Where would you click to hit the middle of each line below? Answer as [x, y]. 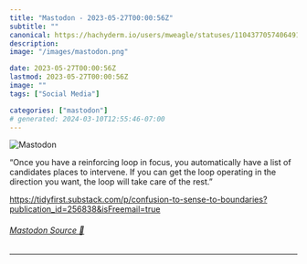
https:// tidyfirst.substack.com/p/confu [81, 200]
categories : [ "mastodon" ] [58, 111]
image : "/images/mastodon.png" [69, 52]
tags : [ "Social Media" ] [55, 94]
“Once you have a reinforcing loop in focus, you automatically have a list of [150, 163]
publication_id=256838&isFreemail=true [85, 209]
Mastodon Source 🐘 [47, 230]
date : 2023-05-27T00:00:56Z [63, 69]
